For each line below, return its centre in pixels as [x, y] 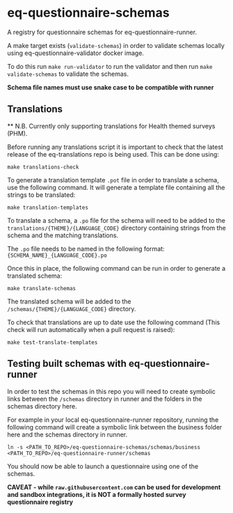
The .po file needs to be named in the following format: [86, 248]
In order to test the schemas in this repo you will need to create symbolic [111, 391]
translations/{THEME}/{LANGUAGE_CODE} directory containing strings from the [116, 228]
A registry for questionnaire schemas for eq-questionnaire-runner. [102, 32]
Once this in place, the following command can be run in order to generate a [116, 268]
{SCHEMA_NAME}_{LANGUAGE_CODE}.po [57, 255]
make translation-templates [48, 207]
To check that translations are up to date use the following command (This [114, 322]
